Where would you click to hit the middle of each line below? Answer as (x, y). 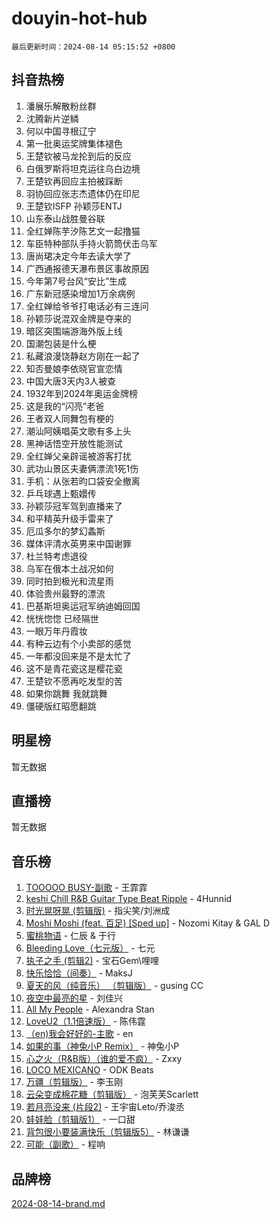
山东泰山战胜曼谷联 (65, 218)
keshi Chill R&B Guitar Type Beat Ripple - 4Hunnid (129, 899)
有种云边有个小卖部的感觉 (78, 643)
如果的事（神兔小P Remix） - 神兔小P (102, 1046)
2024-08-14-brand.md (58, 1203)
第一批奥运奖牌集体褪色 (74, 143)
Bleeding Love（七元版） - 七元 (90, 948)
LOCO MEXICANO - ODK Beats (89, 1070)
